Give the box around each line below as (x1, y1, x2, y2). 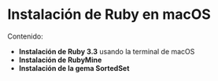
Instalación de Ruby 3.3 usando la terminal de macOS (18, 46, 195, 56)
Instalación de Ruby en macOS (7, 6, 212, 24)
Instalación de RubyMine (18, 55, 102, 64)
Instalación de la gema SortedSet (18, 63, 130, 72)
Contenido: (7, 31, 44, 41)
